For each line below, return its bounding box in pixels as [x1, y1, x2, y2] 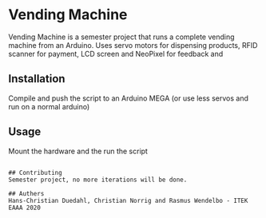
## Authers [8, 189, 45, 197]
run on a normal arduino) [8, 101, 90, 111]
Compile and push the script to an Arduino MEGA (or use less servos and [8, 93, 249, 103]
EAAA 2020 [8, 204, 42, 212]
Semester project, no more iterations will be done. [8, 176, 188, 184]
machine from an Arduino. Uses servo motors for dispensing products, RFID [8, 40, 258, 50]
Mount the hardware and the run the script [8, 146, 148, 156]
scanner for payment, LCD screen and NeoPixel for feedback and [8, 49, 224, 58]
